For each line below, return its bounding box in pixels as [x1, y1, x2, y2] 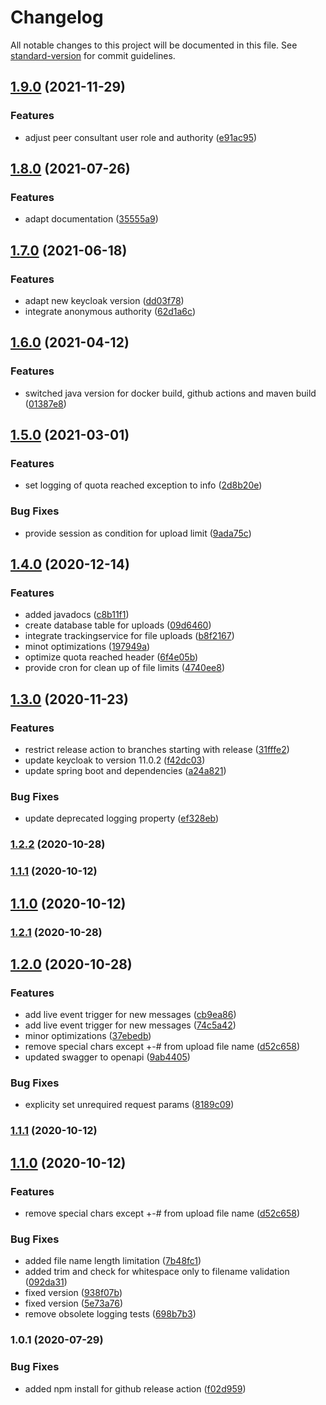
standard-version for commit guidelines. [10, 49, 176, 61]
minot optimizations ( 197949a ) [24, 641, 151, 653]
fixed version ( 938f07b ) [24, 1287, 123, 1299]
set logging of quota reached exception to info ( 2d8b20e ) [24, 479, 263, 491]
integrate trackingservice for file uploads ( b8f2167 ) [24, 630, 235, 642]
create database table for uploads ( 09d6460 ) [24, 619, 212, 631]
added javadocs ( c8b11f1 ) [24, 609, 130, 621]
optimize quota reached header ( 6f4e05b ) [24, 651, 199, 663]
